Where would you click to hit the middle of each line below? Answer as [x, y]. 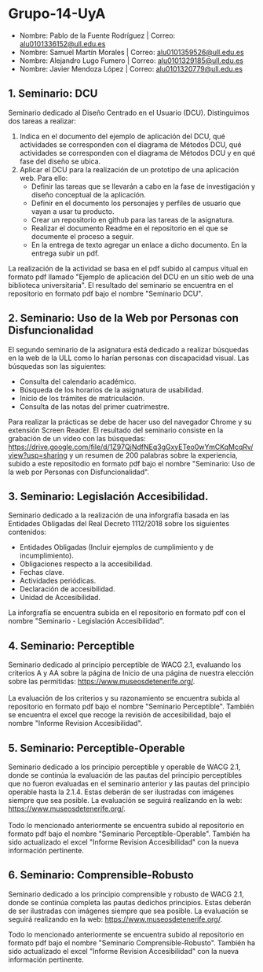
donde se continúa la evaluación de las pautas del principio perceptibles [125, 775]
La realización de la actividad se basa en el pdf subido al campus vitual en [128, 268]
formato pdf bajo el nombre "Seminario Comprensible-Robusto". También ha [132, 943]
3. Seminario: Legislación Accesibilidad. [108, 496]
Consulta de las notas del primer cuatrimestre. [95, 407]
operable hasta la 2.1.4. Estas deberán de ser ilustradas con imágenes [121, 792]
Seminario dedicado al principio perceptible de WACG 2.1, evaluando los [125, 665]
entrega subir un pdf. [65, 253]
